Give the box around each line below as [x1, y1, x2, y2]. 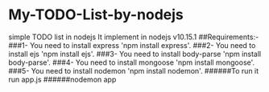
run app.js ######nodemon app [8, 74, 117, 84]
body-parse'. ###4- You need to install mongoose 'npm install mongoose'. [8, 58, 255, 67]
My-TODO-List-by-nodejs [8, 6, 184, 24]
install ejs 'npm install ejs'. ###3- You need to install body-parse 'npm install [8, 49, 262, 58]
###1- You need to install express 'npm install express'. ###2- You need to [8, 40, 256, 50]
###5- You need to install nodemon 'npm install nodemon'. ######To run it [8, 66, 259, 75]
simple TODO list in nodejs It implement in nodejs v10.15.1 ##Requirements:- [8, 32, 259, 42]
